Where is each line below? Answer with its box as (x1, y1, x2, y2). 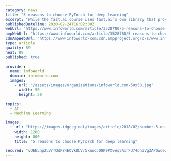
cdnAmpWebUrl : (5, 36, 36, 41)
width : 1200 (14, 130, 40, 135)
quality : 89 (5, 45, 31, 50)
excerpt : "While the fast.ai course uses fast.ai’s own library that (5, 17, 156, 22)
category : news (5, 7, 38, 13)
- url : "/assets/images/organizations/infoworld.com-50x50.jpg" (14, 83, 154, 88)
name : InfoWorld (10, 69, 44, 74)
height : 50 (18, 92, 42, 97)
